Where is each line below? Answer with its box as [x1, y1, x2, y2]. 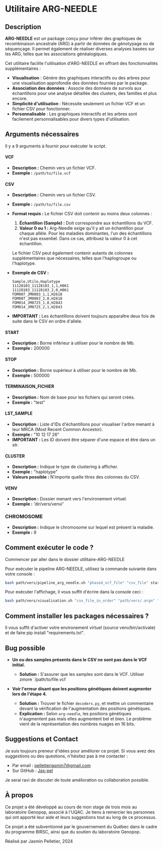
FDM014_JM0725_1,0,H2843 [12, 301, 63, 305]
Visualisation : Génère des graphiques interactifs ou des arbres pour [12, 75, 150, 80]
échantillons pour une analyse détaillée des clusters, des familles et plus [12, 91, 157, 96]
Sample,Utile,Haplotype [12, 279, 61, 284]
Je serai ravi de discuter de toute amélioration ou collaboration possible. [5, 777, 149, 783]
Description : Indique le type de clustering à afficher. [12, 464, 118, 470]
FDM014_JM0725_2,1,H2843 [12, 304, 63, 310]
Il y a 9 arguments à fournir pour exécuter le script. [5, 143, 107, 149]
